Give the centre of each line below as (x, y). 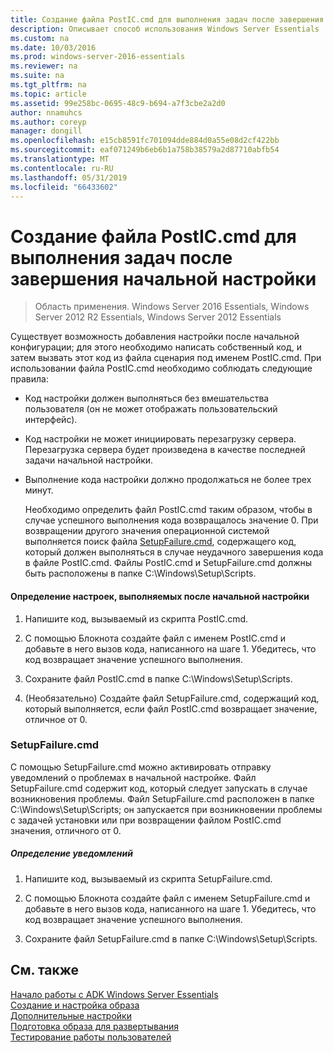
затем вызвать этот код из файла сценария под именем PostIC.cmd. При (166, 358)
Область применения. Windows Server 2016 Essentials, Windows (172, 307)
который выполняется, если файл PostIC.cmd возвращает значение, (171, 708)
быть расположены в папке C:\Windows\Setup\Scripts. (140, 573)
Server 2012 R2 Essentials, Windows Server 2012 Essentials (158, 317)
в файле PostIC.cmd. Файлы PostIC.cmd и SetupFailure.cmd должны (168, 563)
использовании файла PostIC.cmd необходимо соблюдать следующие (161, 368)
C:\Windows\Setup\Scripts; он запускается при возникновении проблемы (166, 809)
